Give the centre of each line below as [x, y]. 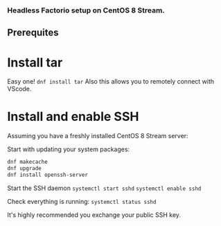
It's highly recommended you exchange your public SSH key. [94, 215]
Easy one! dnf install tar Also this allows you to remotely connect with [111, 82]
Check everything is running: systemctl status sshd [82, 201]
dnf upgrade [24, 169]
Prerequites [33, 33]
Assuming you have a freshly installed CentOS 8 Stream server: [98, 136]
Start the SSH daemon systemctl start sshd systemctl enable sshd [104, 188]
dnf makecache [28, 162]
